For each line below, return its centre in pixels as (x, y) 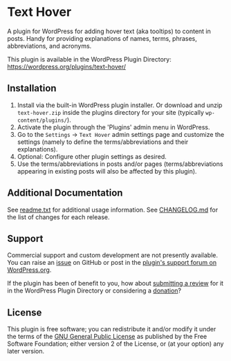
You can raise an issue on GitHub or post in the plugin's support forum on (112, 263)
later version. (26, 351)
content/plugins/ (42, 120)
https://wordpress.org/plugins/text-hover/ (67, 66)
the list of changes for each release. (58, 217)
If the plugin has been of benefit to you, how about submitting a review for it (115, 284)
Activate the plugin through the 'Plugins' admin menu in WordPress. (113, 127)
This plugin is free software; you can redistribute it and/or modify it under (112, 329)
